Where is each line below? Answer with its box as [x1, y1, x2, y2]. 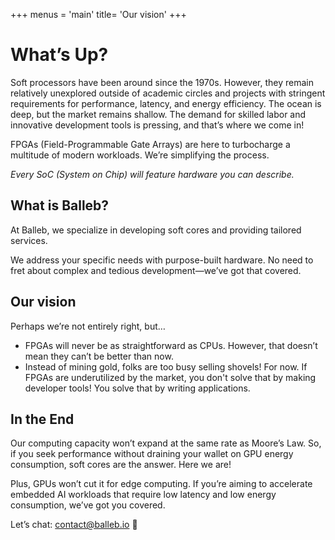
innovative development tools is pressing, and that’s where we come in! [10, 119, 305, 131]
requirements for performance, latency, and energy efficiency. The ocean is [10, 97, 322, 109]
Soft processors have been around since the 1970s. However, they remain [10, 76, 315, 88]
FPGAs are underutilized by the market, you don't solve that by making [24, 371, 317, 383]
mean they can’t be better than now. [24, 350, 174, 362]
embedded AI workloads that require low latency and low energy [10, 489, 277, 501]
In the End [10, 410, 75, 428]
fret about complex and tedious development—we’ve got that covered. [10, 264, 302, 276]
